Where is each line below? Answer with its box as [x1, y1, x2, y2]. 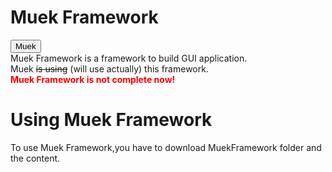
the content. [10, 152, 61, 164]
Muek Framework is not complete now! [10, 73, 176, 85]
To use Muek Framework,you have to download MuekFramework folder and [10, 141, 322, 153]
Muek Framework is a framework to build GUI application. [10, 52, 248, 64]
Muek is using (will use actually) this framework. [10, 62, 209, 75]
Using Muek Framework [10, 109, 213, 131]
